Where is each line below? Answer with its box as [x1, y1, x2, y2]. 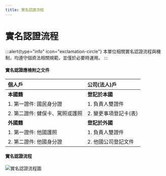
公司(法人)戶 [87, 81, 117, 88]
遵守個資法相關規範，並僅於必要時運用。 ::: [18, 54, 108, 61]
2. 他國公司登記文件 [87, 138, 134, 145]
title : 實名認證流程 [5, 7, 44, 13]
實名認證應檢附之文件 [5, 67, 50, 73]
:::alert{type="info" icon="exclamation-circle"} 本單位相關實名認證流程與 [5, 48, 157, 54]
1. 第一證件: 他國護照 [8, 129, 57, 136]
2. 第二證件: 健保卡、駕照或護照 [8, 109, 82, 116]
